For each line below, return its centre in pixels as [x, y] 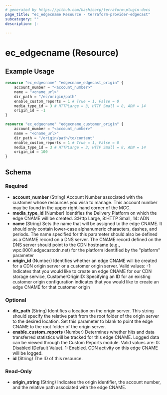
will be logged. [27, 353]
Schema [18, 172]
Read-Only [19, 372]
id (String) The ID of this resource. [48, 359]
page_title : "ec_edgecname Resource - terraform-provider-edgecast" [78, 14]
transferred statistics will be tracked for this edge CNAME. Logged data [86, 337]
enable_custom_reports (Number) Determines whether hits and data [83, 332]
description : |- [22, 24]
